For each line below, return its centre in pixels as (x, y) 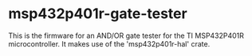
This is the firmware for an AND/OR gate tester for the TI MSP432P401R (126, 35)
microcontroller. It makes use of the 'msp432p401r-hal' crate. (109, 43)
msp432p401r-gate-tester (98, 14)
